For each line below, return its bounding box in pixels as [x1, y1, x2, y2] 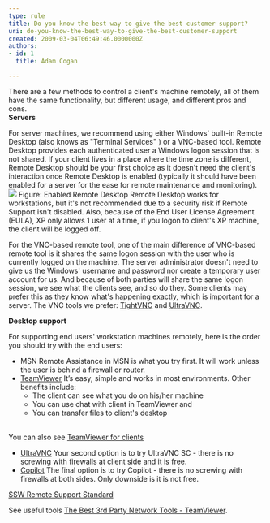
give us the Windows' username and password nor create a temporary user [8, 266, 261, 275]
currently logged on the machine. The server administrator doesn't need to [8, 257, 259, 266]
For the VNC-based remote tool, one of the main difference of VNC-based [8, 240, 256, 249]
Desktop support [8, 316, 67, 326]
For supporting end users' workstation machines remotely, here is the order [8, 331, 261, 341]
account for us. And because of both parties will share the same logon [8, 274, 243, 284]
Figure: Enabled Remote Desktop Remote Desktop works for [18, 189, 220, 199]
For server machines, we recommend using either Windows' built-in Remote [8, 128, 263, 138]
